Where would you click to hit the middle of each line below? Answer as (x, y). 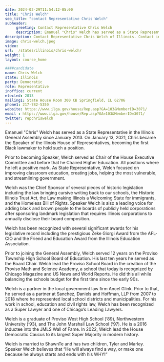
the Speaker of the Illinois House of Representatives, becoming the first (77, 143)
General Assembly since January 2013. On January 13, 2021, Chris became (81, 137)
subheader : (16, 23)
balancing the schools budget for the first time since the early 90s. (72, 279)
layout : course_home (26, 60)
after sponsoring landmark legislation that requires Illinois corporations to (79, 213)
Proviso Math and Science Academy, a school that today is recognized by (79, 269)
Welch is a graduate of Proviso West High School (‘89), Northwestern (75, 319)
